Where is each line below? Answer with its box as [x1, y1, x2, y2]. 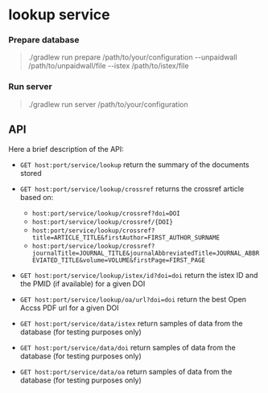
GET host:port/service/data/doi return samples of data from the [19, 342, 236, 352]
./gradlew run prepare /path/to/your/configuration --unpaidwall [27, 52, 237, 62]
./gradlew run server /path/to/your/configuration [27, 99, 189, 109]
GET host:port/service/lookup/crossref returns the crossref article [19, 183, 245, 194]
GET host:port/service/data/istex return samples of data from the [19, 318, 243, 328]
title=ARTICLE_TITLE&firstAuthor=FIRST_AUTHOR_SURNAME [31, 233, 220, 242]
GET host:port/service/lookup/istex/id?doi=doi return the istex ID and [19, 270, 258, 280]
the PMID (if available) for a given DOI [19, 279, 146, 289]
